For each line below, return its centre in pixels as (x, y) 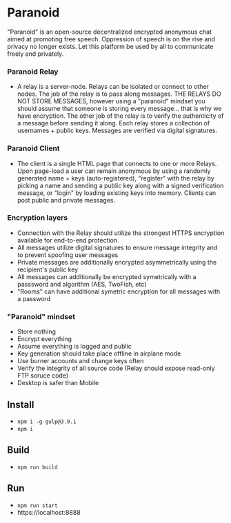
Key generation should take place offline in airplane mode (99, 353)
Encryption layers (38, 218)
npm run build (37, 467)
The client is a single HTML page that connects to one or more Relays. (117, 163)
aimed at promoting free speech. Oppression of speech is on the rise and (111, 39)
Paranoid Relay (33, 72)
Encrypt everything (44, 339)
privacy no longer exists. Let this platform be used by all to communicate (110, 46)
